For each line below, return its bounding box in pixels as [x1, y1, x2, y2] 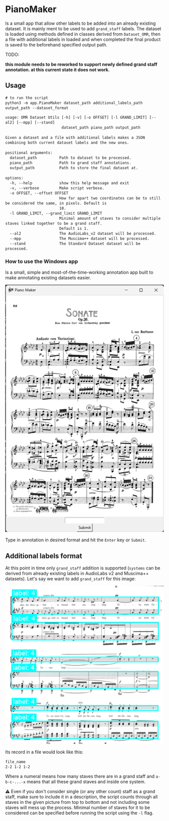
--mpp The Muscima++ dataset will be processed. [10, 236, 150, 241]
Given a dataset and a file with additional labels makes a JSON [5, 135, 145, 140]
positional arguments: [5, 150, 53, 155]
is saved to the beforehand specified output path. [5, 41, 108, 47]
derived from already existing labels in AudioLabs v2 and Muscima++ [5, 571, 149, 577]
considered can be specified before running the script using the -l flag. [5, 809, 154, 816]
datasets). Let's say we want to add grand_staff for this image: [5, 576, 136, 582]
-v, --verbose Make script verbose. [10, 185, 105, 190]
